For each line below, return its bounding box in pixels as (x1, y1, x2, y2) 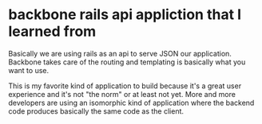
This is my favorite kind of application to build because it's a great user (8, 81, 242, 91)
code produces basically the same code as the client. (8, 106, 185, 116)
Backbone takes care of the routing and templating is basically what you (8, 57, 246, 67)
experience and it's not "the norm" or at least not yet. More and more (8, 89, 236, 99)
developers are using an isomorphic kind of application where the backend (8, 98, 255, 107)
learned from (8, 22, 97, 41)
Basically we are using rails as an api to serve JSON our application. (8, 48, 232, 58)
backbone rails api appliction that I (8, 6, 242, 24)
